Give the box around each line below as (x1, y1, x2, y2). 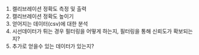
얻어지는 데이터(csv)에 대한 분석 (11, 20, 88, 27)
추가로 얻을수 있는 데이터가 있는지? (11, 42, 94, 50)
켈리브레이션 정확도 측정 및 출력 (11, 5, 86, 12)
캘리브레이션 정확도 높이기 (11, 13, 74, 20)
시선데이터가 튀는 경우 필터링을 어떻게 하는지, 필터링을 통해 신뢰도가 (11, 27, 172, 35)
